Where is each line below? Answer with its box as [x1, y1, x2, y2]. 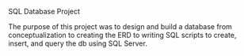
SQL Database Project [8, 7, 81, 16]
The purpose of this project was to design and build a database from [8, 22, 232, 31]
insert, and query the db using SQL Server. [8, 39, 148, 48]
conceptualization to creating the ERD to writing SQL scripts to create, [8, 31, 237, 39]
